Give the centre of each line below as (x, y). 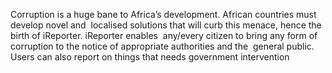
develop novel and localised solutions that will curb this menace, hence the (166, 25)
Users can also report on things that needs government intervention (150, 57)
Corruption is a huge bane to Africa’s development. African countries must (163, 14)
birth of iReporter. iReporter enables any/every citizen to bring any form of (164, 35)
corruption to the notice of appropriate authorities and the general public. (162, 46)
